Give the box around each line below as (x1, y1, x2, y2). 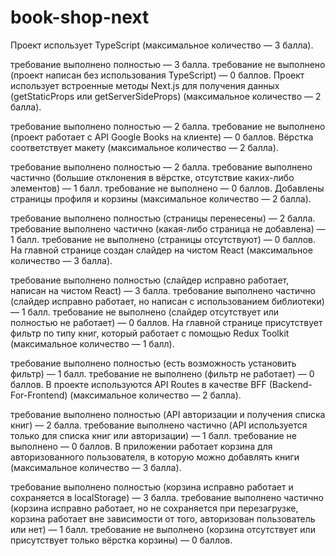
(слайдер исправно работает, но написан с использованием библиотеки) (10, 295, 325, 307)
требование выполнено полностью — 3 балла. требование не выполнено (10, 58, 326, 70)
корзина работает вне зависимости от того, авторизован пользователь (10, 512, 316, 525)
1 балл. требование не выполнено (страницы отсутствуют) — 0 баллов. (10, 233, 317, 245)
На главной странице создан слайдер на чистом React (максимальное (10, 244, 313, 256)
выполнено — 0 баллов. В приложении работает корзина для (10, 440, 273, 452)
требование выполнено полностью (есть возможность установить (10, 357, 297, 369)
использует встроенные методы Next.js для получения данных (10, 79, 280, 91)
